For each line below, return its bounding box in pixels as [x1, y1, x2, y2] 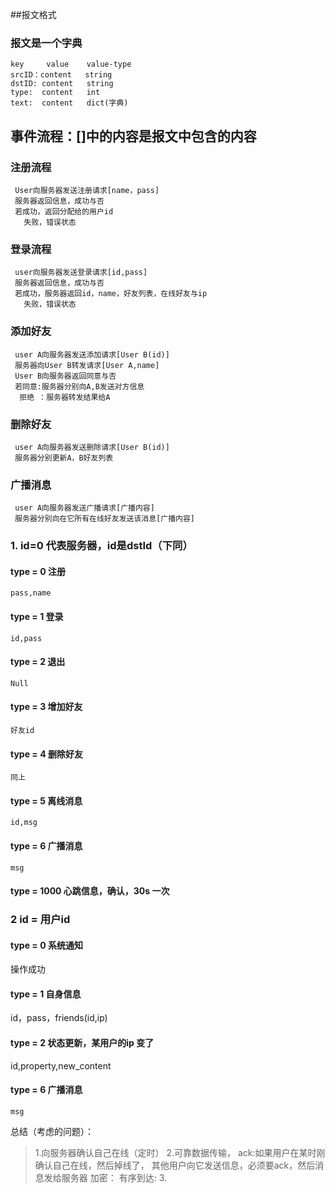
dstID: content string [10, 79, 114, 89]
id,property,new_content [10, 1059, 112, 1072]
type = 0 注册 [10, 565, 66, 577]
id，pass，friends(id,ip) [10, 1012, 108, 1024]
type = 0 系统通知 [10, 939, 83, 951]
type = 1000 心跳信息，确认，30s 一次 [10, 885, 170, 897]
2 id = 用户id [10, 913, 71, 927]
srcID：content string [10, 70, 113, 80]
